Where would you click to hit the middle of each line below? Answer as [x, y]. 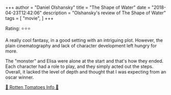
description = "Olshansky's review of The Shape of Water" [104, 13]
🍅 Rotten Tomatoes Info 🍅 [32, 87]
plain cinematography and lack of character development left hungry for [81, 46]
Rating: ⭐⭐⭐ [18, 28]
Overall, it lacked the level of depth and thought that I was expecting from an [86, 72]
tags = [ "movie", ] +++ [29, 18]
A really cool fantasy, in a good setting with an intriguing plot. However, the [84, 40]
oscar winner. [20, 77]
